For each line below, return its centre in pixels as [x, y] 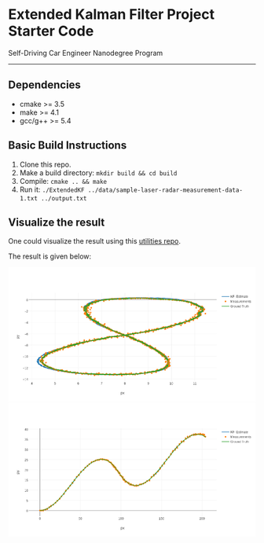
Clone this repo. [45, 164]
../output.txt [64, 198]
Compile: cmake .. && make [63, 181]
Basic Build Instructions [68, 146]
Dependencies [44, 85]
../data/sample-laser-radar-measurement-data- [165, 190]
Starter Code [51, 31]
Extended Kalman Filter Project [111, 15]
